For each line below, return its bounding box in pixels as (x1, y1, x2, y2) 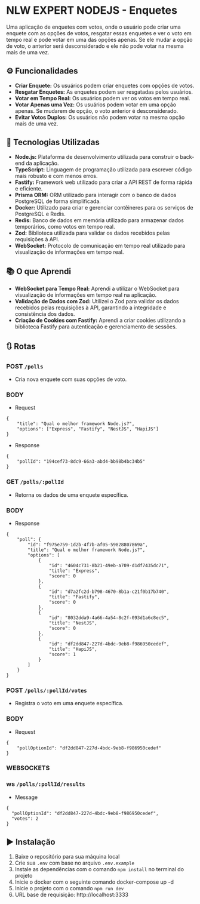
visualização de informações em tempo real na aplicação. (14, 291, 157, 299)
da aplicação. (26, 159, 59, 167)
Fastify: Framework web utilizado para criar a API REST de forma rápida (14, 179, 193, 186)
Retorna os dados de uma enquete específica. (14, 491, 128, 499)
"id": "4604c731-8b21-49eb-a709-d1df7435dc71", (48, 562, 170, 568)
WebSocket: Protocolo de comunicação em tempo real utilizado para (14, 242, 186, 249)
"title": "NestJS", (48, 620, 97, 626)
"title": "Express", (48, 568, 100, 574)
